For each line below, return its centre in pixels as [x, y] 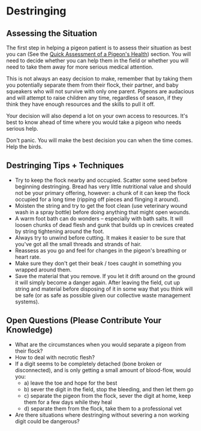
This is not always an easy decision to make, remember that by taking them [99, 79]
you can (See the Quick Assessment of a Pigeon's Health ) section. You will [98, 54]
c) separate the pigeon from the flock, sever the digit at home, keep [107, 395]
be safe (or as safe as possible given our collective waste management [103, 295]
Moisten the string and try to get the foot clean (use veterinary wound [101, 205]
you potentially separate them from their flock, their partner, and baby [92, 85]
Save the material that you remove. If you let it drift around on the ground [105, 276]
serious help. [22, 129]
